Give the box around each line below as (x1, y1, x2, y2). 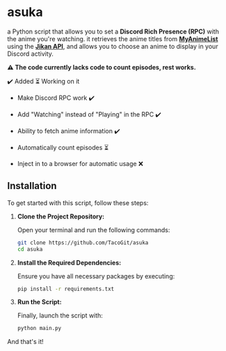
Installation (7, 180, 57, 192)
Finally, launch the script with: (17, 311, 103, 320)
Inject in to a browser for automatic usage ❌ (17, 159, 144, 167)
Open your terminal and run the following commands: (17, 225, 170, 234)
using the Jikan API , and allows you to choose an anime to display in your (7, 42, 218, 50)
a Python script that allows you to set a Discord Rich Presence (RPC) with (7, 27, 219, 36)
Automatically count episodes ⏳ (17, 143, 109, 151)
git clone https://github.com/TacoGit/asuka (17, 239, 149, 246)
